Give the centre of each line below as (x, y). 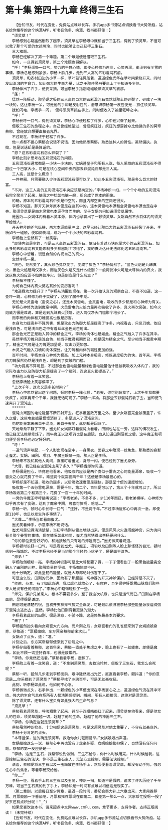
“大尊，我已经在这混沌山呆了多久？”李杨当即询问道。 (59, 466)
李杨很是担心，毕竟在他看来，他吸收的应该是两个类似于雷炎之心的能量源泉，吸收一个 (87, 471)
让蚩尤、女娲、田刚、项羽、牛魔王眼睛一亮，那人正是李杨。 (57, 455)
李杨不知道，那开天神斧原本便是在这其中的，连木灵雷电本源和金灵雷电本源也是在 (83, 206)
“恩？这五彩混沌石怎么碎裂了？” (40, 153)
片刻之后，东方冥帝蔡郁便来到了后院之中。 (49, 642)
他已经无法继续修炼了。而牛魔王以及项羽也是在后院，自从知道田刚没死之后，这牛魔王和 (82, 434)
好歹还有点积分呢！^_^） (27, 802)
